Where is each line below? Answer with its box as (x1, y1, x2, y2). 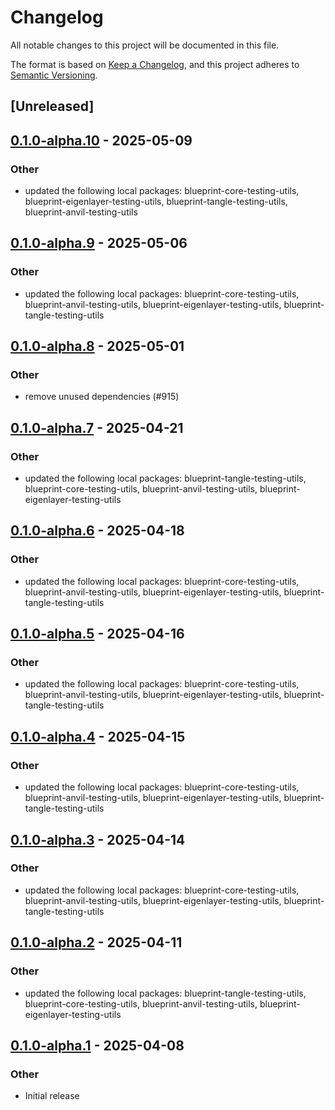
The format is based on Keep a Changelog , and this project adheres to (10, 58, 300, 70)
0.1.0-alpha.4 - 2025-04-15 (10, 728, 186, 745)
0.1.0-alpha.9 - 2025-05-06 (10, 235, 188, 252)
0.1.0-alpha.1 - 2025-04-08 (10, 1037, 185, 1054)
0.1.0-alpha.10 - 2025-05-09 (10, 132, 193, 149)
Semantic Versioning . (10, 69, 98, 81)
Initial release (24, 1090, 80, 1102)
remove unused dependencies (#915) (24, 391, 180, 403)
